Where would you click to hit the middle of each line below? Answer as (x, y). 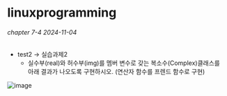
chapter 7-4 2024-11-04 (42, 32)
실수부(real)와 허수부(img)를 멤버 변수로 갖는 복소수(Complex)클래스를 (124, 63)
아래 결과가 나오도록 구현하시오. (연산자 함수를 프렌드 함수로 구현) (116, 72)
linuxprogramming (62, 13)
